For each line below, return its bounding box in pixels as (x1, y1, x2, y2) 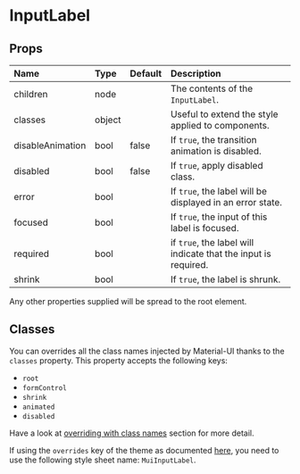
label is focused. (170, 222, 239, 234)
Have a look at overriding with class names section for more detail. (9, 428, 254, 438)
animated (21, 403, 55, 412)
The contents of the (170, 82, 254, 95)
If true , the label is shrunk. (170, 273, 281, 286)
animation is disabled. (170, 145, 262, 157)
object (95, 113, 122, 126)
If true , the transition (170, 134, 257, 146)
